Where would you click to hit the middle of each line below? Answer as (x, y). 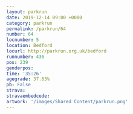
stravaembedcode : (28, 96)
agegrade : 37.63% (28, 79)
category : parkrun (29, 23)
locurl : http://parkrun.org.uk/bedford (57, 51)
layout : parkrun (27, 12)
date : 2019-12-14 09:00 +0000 (44, 17)
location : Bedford (29, 46)
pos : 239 (17, 62)
